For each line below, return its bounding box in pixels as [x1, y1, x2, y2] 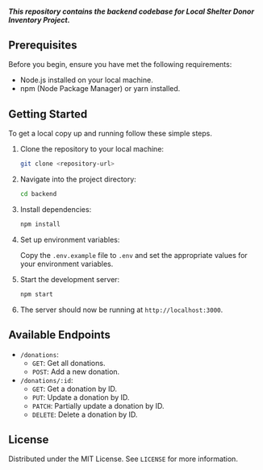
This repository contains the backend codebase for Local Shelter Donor [8, 6, 255, 16]
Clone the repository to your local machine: [19, 144, 164, 154]
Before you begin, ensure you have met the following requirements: [8, 60, 232, 69]
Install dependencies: [19, 204, 92, 214]
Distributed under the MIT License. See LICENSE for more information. [8, 454, 238, 464]
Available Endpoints [8, 328, 111, 342]
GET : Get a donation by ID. [31, 384, 118, 393]
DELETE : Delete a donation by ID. [31, 410, 138, 419]
